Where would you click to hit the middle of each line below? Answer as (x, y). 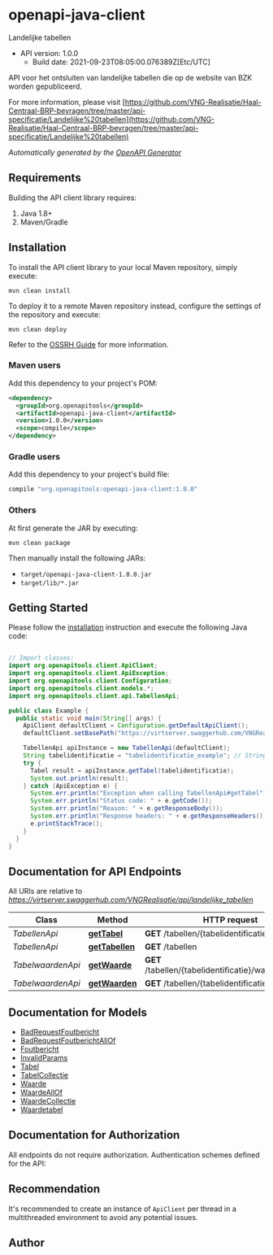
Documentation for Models (78, 1012)
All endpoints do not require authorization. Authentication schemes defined (134, 1155)
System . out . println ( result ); (79, 778)
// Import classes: (41, 658)
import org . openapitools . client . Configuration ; (91, 681)
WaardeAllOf (41, 1092)
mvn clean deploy (38, 329)
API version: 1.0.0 (49, 53)
